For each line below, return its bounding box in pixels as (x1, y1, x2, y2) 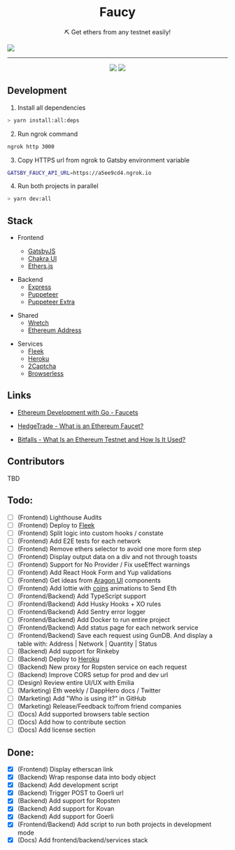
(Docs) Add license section (17, 725, 96, 735)
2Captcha (27, 362, 57, 371)
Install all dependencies (17, 103, 86, 112)
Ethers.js (27, 262, 54, 270)
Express (27, 283, 52, 291)
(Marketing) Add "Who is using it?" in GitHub (17, 694, 147, 702)
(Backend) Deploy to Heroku (17, 655, 100, 663)
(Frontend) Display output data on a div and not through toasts (17, 552, 198, 560)
